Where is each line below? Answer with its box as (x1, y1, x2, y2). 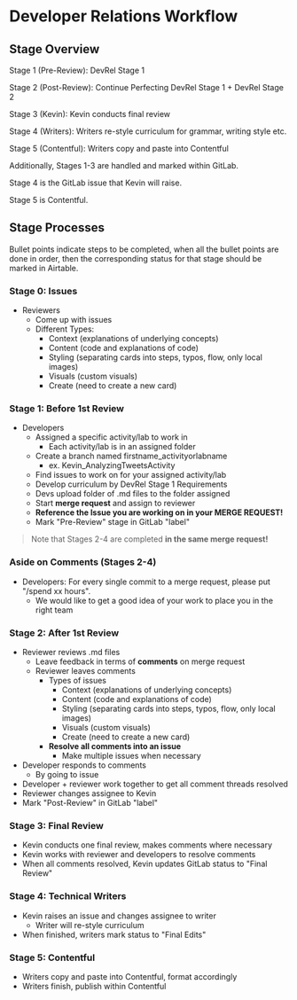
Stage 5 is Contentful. (9, 195, 89, 205)
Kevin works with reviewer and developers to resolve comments (21, 849, 256, 860)
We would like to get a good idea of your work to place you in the (35, 595, 273, 605)
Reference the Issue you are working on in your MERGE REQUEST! (35, 507, 284, 518)
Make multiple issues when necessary (61, 751, 201, 761)
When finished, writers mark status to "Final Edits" (21, 929, 207, 940)
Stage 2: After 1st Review (9, 627, 120, 639)
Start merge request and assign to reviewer (35, 498, 196, 509)
